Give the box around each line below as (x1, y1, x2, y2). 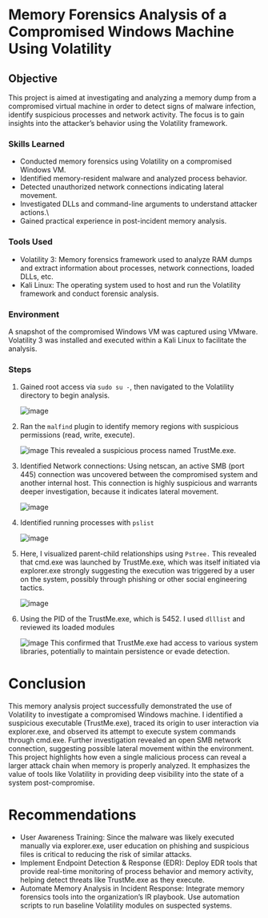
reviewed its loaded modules (19, 623, 115, 633)
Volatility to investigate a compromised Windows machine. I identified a (8, 710, 243, 719)
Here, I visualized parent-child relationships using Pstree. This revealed (19, 549, 258, 559)
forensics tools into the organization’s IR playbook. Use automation (19, 892, 240, 902)
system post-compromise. (8, 778, 95, 787)
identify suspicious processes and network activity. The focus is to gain (8, 110, 245, 119)
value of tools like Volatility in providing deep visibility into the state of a (8, 770, 244, 779)
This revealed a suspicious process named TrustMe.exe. (50, 446, 236, 455)
